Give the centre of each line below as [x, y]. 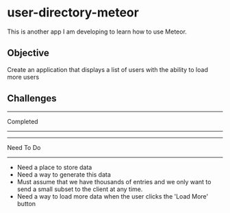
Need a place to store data [54, 167]
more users [23, 77]
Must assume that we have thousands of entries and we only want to [114, 181]
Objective [28, 53]
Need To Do [24, 147]
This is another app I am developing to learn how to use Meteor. [97, 32]
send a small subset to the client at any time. [80, 189]
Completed [23, 121]
